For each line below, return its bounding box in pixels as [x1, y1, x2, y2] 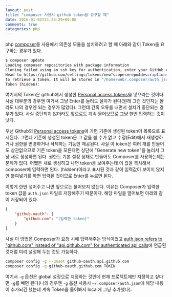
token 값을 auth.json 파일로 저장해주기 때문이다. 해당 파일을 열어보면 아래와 [5, 190, 158, 196]
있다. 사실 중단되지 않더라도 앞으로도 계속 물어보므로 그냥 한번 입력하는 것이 [14, 111, 165, 117]
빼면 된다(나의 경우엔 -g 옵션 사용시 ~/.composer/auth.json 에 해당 [20, 280, 155, 286]
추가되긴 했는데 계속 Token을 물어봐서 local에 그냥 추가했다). [10, 286, 132, 292]
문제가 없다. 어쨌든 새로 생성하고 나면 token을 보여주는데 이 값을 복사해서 [5, 160, 151, 166]
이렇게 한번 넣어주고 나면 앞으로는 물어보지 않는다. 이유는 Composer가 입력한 [5, 184, 160, 190]
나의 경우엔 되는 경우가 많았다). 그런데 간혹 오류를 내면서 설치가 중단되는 [14, 104, 159, 111]
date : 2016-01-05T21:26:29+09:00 [5, 17, 77, 22]
